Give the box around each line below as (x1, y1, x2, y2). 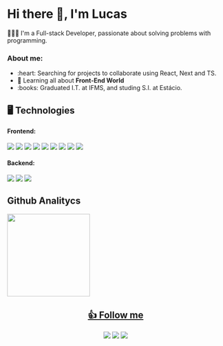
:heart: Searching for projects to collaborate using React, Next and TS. (17, 69, 217, 78)
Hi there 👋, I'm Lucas (7, 6, 127, 22)
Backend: (7, 159, 35, 167)
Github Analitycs (7, 195, 81, 207)
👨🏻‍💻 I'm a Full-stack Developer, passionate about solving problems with (7, 29, 211, 37)
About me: (7, 53, 43, 63)
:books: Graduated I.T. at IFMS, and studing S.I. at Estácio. (17, 84, 182, 92)
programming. (7, 36, 47, 44)
